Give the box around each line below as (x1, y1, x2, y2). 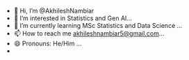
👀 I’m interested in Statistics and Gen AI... (13, 14, 132, 22)
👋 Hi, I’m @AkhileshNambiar (13, 7, 94, 15)
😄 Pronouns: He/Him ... (13, 39, 82, 47)
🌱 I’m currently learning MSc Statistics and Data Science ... (13, 22, 183, 29)
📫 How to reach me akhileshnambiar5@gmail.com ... (13, 29, 165, 38)
